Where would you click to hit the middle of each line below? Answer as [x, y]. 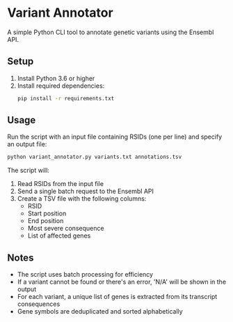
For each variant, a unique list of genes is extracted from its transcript [117, 297]
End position [46, 221]
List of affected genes [59, 236]
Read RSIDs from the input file [61, 184]
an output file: [27, 144]
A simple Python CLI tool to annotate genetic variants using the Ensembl [111, 32]
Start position [47, 213]
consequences [39, 304]
